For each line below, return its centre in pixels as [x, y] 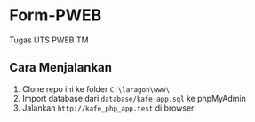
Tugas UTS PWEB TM [49, 40]
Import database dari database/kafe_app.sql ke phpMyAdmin [134, 98]
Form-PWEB [56, 15]
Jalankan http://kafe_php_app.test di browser [108, 108]
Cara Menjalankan [61, 68]
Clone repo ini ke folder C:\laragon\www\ [96, 88]
